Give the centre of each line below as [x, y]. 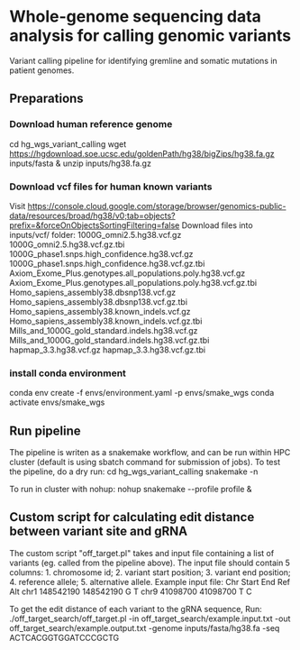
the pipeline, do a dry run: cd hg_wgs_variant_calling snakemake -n [134, 471]
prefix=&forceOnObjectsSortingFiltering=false [95, 225]
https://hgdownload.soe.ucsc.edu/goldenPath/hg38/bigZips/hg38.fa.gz [142, 153]
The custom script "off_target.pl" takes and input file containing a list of [142, 553]
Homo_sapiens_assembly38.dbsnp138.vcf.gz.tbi [98, 302]
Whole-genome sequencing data [135, 17]
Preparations [46, 99]
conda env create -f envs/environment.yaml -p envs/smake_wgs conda [142, 393]
